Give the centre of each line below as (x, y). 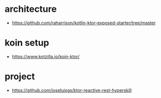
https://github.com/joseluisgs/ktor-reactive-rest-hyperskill (72, 90)
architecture (31, 9)
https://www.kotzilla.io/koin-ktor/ (46, 56)
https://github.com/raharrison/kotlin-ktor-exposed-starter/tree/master (84, 23)
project (20, 76)
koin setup (27, 43)
